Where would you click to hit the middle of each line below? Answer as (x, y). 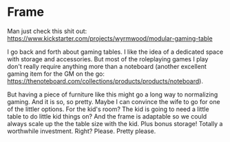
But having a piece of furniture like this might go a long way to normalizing (113, 94)
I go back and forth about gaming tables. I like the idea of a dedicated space (115, 52)
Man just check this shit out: (47, 31)
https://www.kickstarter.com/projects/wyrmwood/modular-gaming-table (110, 38)
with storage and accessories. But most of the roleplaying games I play (108, 59)
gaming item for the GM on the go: (56, 74)
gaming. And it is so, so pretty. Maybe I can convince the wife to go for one (114, 101)
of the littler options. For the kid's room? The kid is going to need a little (108, 109)
